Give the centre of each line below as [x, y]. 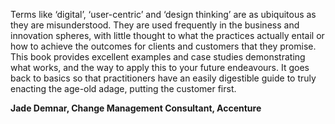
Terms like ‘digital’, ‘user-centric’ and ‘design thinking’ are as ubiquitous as [163, 14]
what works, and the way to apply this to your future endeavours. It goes [160, 67]
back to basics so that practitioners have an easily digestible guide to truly [163, 78]
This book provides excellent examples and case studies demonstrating [158, 57]
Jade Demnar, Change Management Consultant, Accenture [136, 108]
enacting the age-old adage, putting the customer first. [123, 88]
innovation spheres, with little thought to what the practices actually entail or [167, 35]
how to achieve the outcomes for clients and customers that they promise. [163, 46]
